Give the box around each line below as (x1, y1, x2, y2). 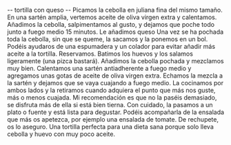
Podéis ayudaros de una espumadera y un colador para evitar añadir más (7, 43, 216, 50)
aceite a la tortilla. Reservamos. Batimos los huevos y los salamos (7, 49, 193, 58)
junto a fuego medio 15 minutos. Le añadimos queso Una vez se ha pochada (7, 27, 224, 36)
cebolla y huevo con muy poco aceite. (7, 130, 116, 138)
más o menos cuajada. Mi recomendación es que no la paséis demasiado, (7, 93, 217, 102)
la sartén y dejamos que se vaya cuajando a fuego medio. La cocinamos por (7, 79, 224, 87)
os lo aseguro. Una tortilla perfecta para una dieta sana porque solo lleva (7, 123, 214, 131)
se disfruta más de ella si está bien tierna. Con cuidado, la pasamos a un (7, 101, 213, 109)
